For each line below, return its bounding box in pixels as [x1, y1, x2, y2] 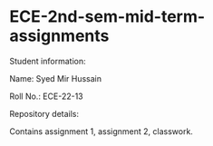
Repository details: [9, 108, 80, 119]
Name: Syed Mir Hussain [9, 73, 102, 83]
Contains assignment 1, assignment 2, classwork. [9, 125, 193, 137]
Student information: [9, 55, 86, 66]
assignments [9, 25, 110, 46]
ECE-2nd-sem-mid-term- [9, 6, 206, 27]
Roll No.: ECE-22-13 [9, 91, 83, 102]
